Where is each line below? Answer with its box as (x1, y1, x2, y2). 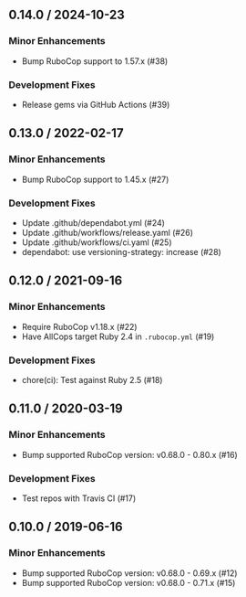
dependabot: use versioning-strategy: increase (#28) (21, 246, 222, 257)
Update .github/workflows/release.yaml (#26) (21, 227, 193, 238)
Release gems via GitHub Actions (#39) (21, 99, 170, 110)
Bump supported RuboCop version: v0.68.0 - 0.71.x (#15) (21, 577, 236, 588)
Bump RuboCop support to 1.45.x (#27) (21, 174, 169, 185)
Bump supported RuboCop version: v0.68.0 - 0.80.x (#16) (21, 449, 238, 460)
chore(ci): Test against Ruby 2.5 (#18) (21, 374, 163, 385)
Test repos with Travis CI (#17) (21, 493, 137, 504)
